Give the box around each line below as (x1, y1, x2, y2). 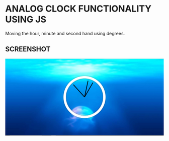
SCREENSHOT (5, 45, 51, 53)
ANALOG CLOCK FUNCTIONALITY (5, 3, 152, 15)
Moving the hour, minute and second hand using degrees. (5, 30, 125, 36)
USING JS (5, 14, 47, 25)
